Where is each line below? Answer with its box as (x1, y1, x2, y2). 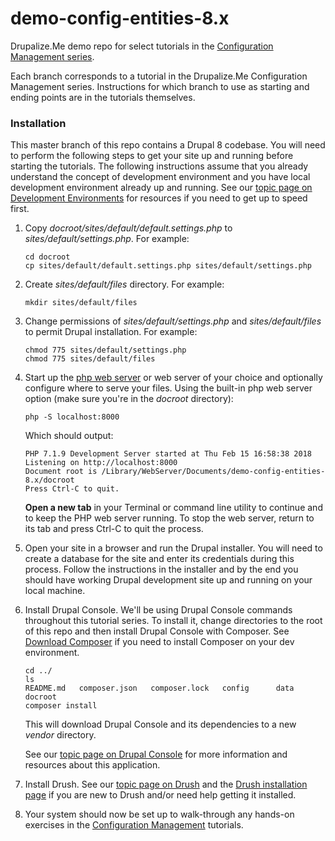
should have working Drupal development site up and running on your (24, 574, 313, 586)
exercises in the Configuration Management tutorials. (24, 819, 244, 831)
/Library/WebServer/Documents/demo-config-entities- (101, 467, 326, 477)
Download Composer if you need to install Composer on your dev (24, 636, 295, 648)
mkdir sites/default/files (24, 298, 138, 308)
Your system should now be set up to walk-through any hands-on (24, 808, 295, 821)
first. (10, 203, 30, 215)
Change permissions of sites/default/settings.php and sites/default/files (24, 315, 322, 327)
